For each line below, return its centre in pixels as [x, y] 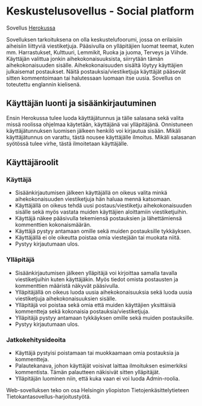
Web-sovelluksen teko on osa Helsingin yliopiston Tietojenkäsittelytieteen [98, 390]
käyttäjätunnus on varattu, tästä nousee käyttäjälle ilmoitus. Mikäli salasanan [101, 137]
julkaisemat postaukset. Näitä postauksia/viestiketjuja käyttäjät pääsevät [96, 71]
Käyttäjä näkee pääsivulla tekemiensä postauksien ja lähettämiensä [98, 218]
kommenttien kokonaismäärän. [53, 225]
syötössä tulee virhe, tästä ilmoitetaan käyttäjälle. [67, 144]
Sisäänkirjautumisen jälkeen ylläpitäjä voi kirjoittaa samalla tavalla [96, 273]
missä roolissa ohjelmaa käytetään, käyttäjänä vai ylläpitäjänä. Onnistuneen [99, 124]
